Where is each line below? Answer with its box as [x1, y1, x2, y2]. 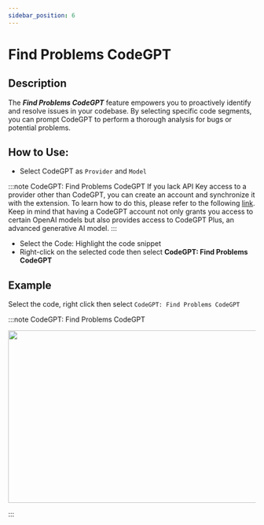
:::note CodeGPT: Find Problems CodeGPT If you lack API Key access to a [8, 182, 247, 192]
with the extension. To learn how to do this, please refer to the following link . [8, 199, 255, 208]
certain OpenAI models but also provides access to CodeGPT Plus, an [8, 215, 234, 225]
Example [8, 278, 52, 292]
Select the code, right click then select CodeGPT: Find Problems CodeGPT [8, 300, 240, 309]
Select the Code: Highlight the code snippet [19, 239, 162, 248]
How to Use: [8, 146, 69, 159]
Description [8, 76, 67, 91]
